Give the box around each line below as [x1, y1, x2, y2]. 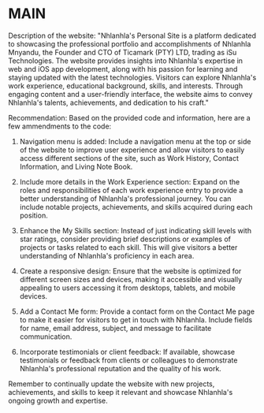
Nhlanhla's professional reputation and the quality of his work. [19, 363, 222, 373]
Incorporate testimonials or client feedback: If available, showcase [19, 347, 235, 356]
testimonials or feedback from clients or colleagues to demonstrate [19, 355, 238, 365]
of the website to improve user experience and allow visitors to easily [19, 145, 245, 154]
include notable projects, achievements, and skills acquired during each [19, 202, 253, 211]
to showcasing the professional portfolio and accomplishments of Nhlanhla [8, 39, 251, 48]
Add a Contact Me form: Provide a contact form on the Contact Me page [19, 307, 255, 316]
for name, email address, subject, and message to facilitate [19, 323, 212, 333]
